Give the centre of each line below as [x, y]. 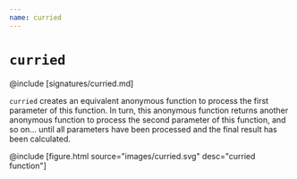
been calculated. [40, 139]
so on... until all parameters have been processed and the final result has [143, 129]
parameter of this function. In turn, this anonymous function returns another [149, 110]
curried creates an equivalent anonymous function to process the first [139, 100]
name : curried [36, 17]
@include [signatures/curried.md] [72, 83]
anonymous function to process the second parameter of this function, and [148, 119]
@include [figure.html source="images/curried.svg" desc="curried [132, 156]
